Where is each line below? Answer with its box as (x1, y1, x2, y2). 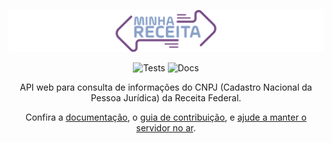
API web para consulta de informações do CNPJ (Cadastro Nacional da (19, 81, 313, 94)
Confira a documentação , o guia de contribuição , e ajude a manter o (25, 111, 307, 124)
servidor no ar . (136, 122, 196, 134)
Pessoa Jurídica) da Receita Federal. (90, 92, 242, 104)
